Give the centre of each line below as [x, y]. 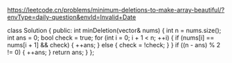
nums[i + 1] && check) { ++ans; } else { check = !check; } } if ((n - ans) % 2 [114, 45]
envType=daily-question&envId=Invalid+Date [72, 17]
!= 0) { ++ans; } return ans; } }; [51, 52]
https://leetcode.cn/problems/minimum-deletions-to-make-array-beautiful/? [116, 10]
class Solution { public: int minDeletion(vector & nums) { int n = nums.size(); [114, 30]
